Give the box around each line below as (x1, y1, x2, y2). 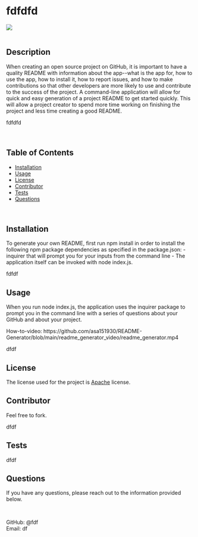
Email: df (6, 525, 28, 532)
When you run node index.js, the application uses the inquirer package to (6, 303, 186, 311)
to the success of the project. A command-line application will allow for (6, 88, 181, 95)
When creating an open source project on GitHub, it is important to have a (6, 63, 187, 70)
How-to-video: (6, 328, 43, 335)
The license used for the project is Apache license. (6, 378, 131, 386)
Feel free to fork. (6, 411, 47, 418)
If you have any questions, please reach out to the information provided (6, 489, 181, 496)
